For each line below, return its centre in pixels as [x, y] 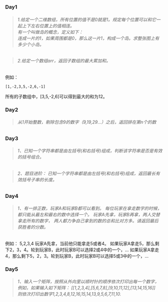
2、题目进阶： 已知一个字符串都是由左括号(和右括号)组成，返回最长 [86, 173]
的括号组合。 [30, 157]
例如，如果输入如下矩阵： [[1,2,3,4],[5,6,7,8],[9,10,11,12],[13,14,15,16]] [86, 288]
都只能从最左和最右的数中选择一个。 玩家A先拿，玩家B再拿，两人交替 [89, 215]
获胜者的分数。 [33, 227]
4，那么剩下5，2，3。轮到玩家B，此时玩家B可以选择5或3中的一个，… [77, 256]
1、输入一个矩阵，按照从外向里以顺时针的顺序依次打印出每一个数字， [88, 282]
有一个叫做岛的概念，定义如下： [50, 32]
